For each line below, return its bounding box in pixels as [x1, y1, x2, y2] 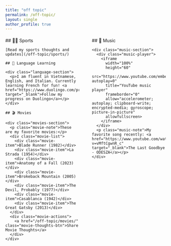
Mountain [41, 174, 60, 179]
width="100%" [105, 61, 133, 66]
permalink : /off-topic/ [5, 12, 56, 17]
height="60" [105, 65, 131, 70]
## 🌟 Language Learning [5, 61, 56, 66]
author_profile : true [5, 21, 51, 27]
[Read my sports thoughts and [5, 47, 70, 52]
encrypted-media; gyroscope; [92, 105, 154, 111]
